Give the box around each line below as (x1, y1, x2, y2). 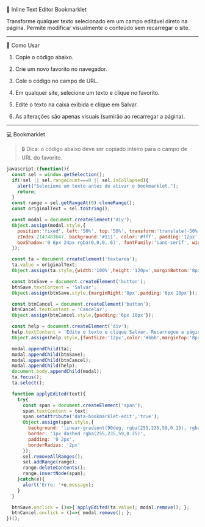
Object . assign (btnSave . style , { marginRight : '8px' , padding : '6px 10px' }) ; (12, 290, 198, 296)
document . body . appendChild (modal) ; (12, 369, 103, 375)
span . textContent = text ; (22, 408, 88, 414)
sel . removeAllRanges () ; (22, 453, 84, 460)
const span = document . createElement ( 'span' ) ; (22, 402, 143, 408)
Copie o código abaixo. (15, 54, 74, 61)
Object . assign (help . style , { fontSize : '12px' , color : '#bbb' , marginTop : (12, 334, 190, 341)
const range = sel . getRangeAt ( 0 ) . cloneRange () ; (12, 200, 135, 206)
